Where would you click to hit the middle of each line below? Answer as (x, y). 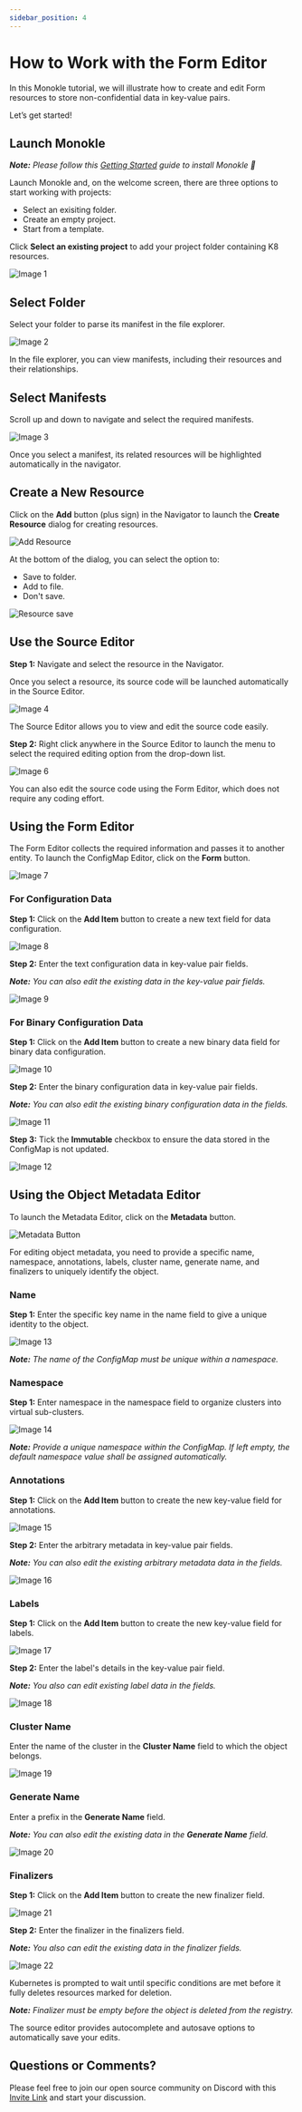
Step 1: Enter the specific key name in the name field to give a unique (138, 1314)
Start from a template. (63, 229)
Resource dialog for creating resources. (84, 524)
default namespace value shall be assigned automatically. (118, 1457)
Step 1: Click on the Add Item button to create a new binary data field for (145, 1042)
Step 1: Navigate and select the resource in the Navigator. (117, 664)
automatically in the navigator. (66, 464)
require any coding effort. (57, 798)
